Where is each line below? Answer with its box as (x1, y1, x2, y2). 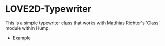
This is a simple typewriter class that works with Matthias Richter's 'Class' (5, 20, 160, 26)
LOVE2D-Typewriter (5, 3, 91, 15)
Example (12, 35, 31, 41)
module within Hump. (5, 25, 50, 31)
